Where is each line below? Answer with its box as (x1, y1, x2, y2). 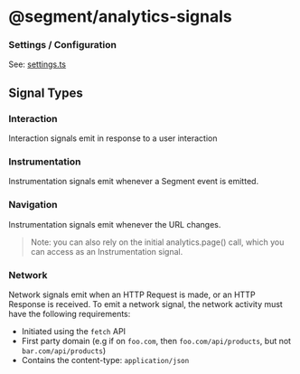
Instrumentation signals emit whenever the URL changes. (8, 219, 221, 229)
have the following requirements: (8, 309, 131, 320)
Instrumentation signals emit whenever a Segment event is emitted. (8, 176, 259, 187)
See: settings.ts (8, 59, 67, 70)
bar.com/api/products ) (21, 345, 107, 356)
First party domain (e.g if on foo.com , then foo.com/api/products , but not (21, 336, 291, 347)
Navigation (8, 199, 58, 211)
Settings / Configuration (8, 39, 117, 51)
